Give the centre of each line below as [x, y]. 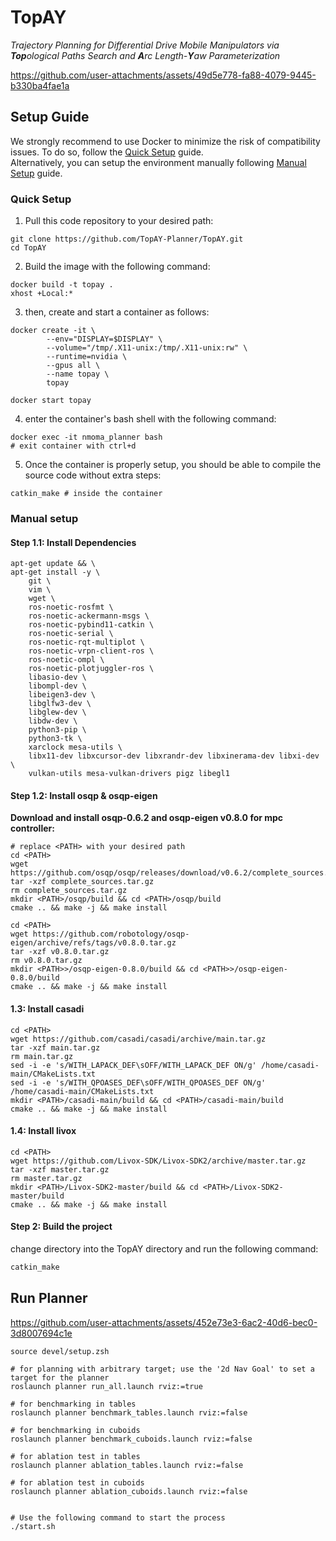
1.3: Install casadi [47, 1008]
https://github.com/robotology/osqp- [111, 934]
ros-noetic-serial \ [71, 634]
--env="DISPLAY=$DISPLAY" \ [104, 339]
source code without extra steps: [93, 475]
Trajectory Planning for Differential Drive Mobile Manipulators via [145, 45]
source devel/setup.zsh [60, 1351]
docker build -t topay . [62, 285]
